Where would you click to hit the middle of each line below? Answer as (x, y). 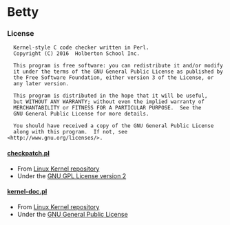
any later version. (41, 84)
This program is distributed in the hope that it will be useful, (111, 96)
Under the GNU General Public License (73, 214)
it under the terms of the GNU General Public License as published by (118, 72)
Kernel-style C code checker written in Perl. (81, 48)
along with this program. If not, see (71, 132)
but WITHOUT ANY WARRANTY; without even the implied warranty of (109, 102)
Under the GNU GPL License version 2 (72, 175)
